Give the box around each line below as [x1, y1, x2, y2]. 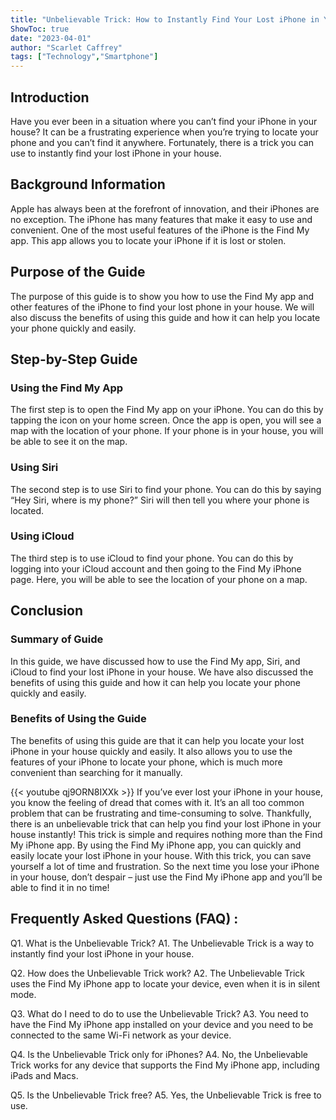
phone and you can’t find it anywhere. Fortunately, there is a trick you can [10, 136, 314, 148]
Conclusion [10, 602, 84, 620]
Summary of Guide [10, 632, 104, 646]
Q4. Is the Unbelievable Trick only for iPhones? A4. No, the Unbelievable [10, 1048, 308, 1060]
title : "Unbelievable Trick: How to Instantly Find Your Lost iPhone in [10, 14, 320, 25]
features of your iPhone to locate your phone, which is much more [10, 756, 283, 768]
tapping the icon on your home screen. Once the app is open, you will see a [10, 414, 322, 426]
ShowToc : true [10, 24, 70, 34]
